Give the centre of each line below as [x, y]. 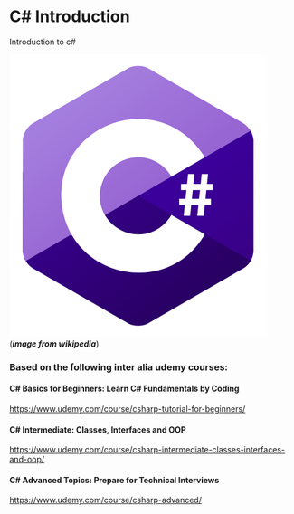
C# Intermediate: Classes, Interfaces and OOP [98, 429]
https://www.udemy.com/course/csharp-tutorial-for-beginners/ [128, 409]
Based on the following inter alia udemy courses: [119, 366]
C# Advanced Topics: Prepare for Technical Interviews [114, 480]
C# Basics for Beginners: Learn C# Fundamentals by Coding [124, 389]
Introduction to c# [43, 42]
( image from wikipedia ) [54, 343]
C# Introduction [70, 17]
